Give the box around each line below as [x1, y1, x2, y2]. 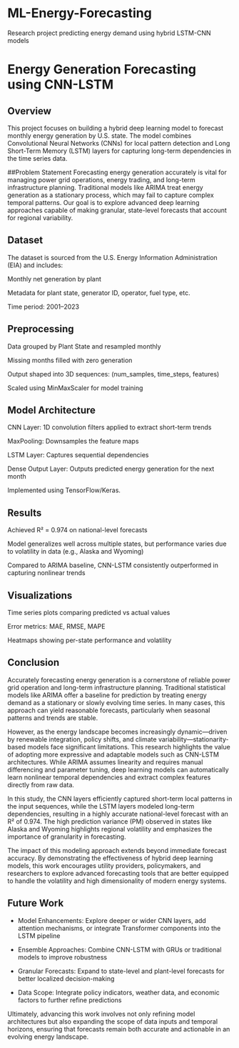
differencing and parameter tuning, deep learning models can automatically [7, 765, 230, 774]
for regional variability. [7, 213, 73, 222]
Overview [7, 105, 52, 117]
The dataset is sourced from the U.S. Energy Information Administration [7, 253, 218, 261]
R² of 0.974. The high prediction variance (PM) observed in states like [7, 817, 212, 826]
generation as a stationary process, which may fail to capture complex [7, 191, 214, 199]
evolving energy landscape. [7, 1032, 89, 1041]
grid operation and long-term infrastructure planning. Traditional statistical [7, 683, 226, 692]
